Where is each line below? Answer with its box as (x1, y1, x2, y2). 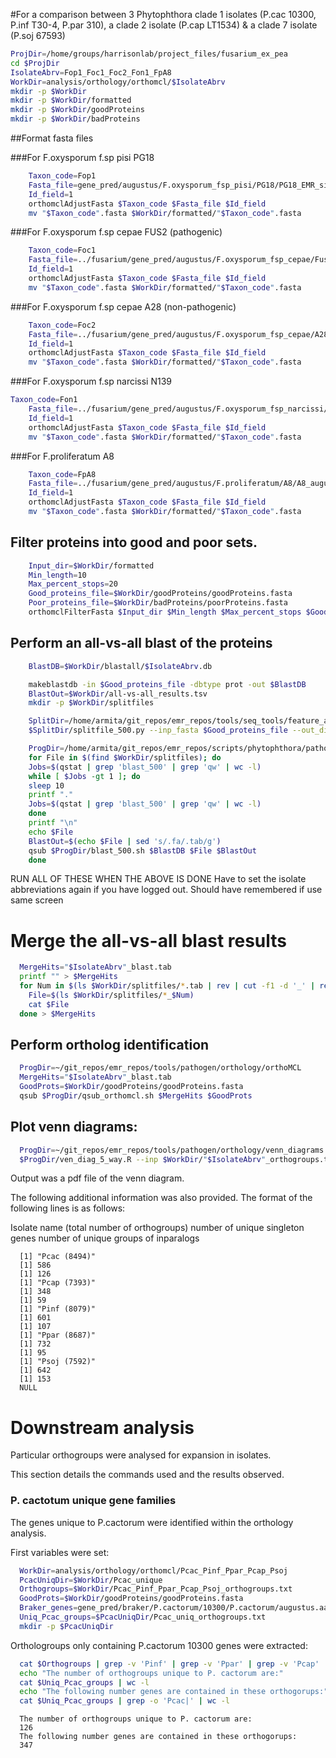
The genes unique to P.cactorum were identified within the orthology (10, 1516, 294, 1528)
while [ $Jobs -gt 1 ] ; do (28, 771, 141, 781)
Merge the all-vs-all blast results (10, 929, 288, 952)
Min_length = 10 (28, 570, 87, 580)
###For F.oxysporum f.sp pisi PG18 (10, 152, 155, 163)
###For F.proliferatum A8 (10, 450, 115, 462)
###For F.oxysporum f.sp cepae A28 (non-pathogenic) (10, 300, 237, 313)
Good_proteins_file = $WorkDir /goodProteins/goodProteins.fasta (28, 589, 293, 599)
